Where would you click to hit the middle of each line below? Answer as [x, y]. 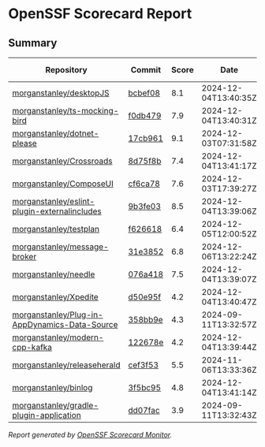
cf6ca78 [144, 184]
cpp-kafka [32, 347]
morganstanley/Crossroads [62, 161]
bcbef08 [144, 93]
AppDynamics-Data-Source [65, 324]
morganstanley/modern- [58, 337]
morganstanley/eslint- [54, 201]
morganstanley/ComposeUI [63, 184]
